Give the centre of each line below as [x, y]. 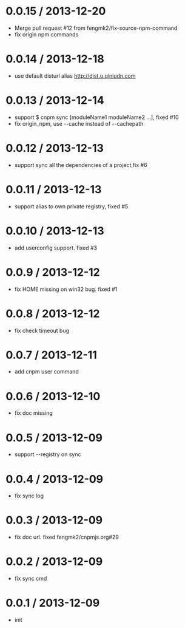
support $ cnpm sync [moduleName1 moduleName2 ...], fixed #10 [97, 117]
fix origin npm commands [46, 34]
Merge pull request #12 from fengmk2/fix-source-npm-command [96, 28]
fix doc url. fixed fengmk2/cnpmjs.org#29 [66, 537]
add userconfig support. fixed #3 [56, 248]
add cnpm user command [47, 372]
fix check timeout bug [42, 330]
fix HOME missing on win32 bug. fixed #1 [66, 289]
